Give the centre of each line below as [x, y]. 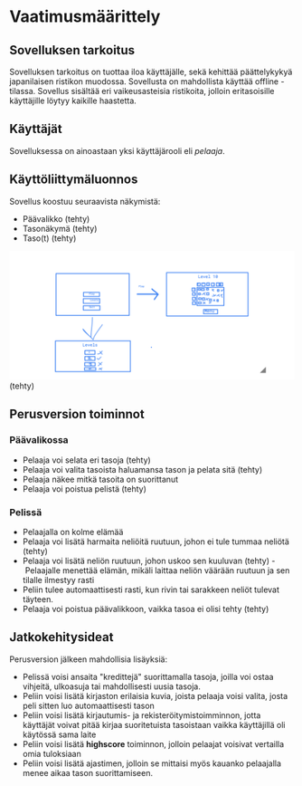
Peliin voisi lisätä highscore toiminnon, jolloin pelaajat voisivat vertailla [153, 743]
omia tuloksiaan [52, 753]
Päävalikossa [39, 440]
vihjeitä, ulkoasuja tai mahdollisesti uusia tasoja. [111, 686]
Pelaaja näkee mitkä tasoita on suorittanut [100, 479]
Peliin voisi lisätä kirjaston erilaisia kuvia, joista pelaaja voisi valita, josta [155, 695]
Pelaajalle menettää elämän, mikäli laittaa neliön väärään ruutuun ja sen [157, 570]
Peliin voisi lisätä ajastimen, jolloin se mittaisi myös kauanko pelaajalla [152, 763]
